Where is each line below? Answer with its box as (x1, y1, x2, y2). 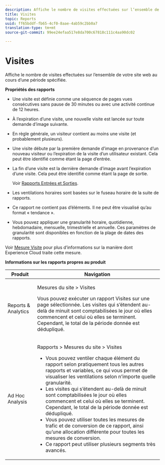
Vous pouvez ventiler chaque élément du (45, 354, 140, 361)
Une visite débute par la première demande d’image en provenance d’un (12, 145, 159, 151)
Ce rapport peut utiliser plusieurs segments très (45, 440, 156, 447)
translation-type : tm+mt (5, 26, 56, 30)
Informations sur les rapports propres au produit (5, 259, 106, 265)
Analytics (7, 308, 29, 315)
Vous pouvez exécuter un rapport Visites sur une (37, 295, 150, 302)
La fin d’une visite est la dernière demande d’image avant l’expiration (12, 165, 151, 171)
